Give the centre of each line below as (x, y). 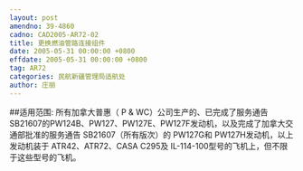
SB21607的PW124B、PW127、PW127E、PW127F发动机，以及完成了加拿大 (147, 123)
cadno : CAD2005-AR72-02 (54, 34)
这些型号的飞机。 (49, 157)
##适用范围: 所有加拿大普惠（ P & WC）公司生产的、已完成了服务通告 (139, 112)
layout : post (34, 18)
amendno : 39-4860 (42, 26)
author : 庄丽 (33, 85)
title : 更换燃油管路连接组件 (57, 43)
